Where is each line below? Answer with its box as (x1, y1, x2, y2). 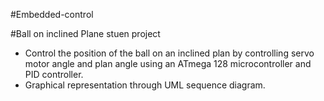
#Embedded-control (10, 9, 94, 20)
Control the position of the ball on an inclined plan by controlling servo (24, 47, 315, 59)
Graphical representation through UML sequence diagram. (24, 79, 266, 91)
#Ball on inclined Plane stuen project (10, 28, 161, 39)
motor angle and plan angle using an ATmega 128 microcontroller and (24, 58, 312, 69)
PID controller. (24, 69, 84, 80)
